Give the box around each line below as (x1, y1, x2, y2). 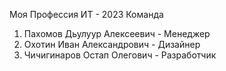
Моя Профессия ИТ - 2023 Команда (9, 9, 164, 20)
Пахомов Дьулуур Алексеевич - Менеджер (23, 28, 211, 39)
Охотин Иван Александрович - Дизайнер (23, 39, 201, 50)
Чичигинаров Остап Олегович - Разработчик (23, 49, 217, 61)
